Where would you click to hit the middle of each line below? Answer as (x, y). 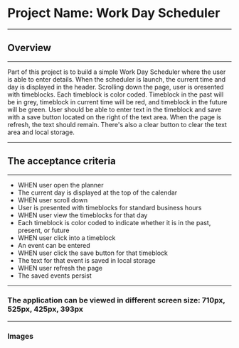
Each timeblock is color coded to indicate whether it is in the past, (114, 222)
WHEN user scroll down (52, 200)
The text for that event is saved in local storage (86, 260)
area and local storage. (41, 132)
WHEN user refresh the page (60, 268)
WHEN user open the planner (61, 185)
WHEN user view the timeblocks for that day (83, 215)
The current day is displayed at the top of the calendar (97, 192)
